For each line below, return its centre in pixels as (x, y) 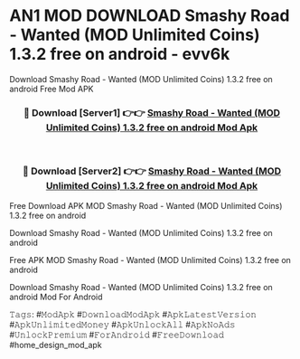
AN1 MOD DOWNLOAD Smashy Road (150, 16)
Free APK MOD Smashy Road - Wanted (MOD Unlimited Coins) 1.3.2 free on (150, 260)
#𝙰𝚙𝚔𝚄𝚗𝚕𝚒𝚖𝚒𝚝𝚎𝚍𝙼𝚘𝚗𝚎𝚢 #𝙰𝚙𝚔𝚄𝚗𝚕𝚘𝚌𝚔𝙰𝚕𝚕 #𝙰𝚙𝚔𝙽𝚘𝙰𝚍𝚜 (122, 324)
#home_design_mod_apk (56, 345)
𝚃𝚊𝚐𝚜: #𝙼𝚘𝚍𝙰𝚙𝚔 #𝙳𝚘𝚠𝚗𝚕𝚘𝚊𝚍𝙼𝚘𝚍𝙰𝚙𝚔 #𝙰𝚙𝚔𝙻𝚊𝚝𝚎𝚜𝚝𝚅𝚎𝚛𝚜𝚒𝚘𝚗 (133, 314)
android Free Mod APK (52, 89)
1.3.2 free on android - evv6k (120, 54)
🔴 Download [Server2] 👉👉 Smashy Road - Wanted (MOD (152, 171)
